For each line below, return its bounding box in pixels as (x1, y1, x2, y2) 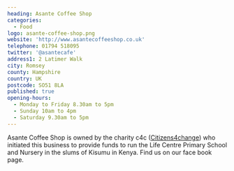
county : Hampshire (7, 68, 61, 75)
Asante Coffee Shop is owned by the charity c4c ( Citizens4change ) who (7, 133, 216, 142)
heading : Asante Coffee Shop (7, 10, 92, 17)
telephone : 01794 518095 (7, 43, 80, 50)
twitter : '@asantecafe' (7, 50, 77, 57)
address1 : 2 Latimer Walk (7, 56, 82, 63)
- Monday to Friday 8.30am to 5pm (13, 101, 114, 108)
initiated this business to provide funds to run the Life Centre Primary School (7, 140, 228, 149)
